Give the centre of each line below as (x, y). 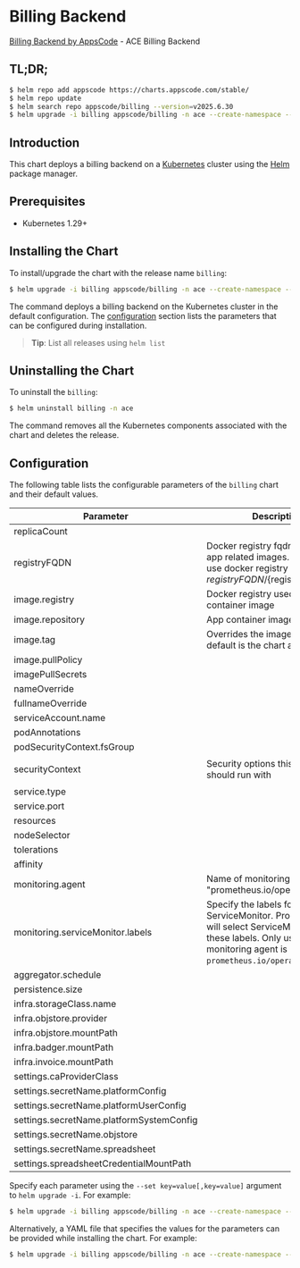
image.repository (50, 620)
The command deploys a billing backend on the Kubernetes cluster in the (144, 307)
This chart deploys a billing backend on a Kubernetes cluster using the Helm (150, 164)
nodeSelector (42, 836)
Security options (241, 764)
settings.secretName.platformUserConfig (100, 1105)
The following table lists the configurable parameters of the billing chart (144, 485)
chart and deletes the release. (64, 435)
